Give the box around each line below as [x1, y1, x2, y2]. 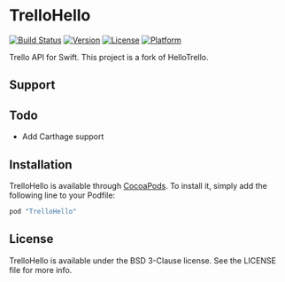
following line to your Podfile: [9, 190, 116, 200]
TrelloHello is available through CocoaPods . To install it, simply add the [9, 180, 267, 191]
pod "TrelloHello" [9, 207, 77, 215]
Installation [9, 157, 73, 172]
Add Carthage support [21, 131, 104, 142]
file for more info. [9, 264, 73, 275]
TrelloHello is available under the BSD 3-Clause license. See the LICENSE [9, 255, 277, 266]
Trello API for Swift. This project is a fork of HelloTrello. [9, 51, 210, 62]
